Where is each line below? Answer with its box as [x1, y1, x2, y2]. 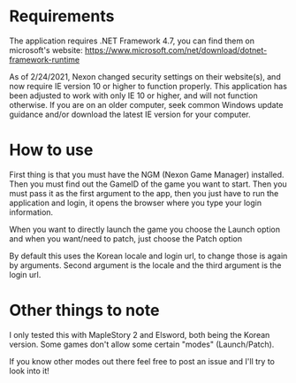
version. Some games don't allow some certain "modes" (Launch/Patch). [9, 339, 275, 349]
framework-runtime [9, 54, 80, 65]
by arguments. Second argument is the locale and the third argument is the [9, 259, 282, 271]
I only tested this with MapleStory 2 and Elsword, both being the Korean [9, 329, 270, 340]
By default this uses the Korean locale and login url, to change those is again [9, 250, 288, 261]
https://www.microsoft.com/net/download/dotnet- [84, 44, 268, 55]
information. [9, 206, 54, 218]
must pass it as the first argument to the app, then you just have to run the [9, 188, 279, 198]
